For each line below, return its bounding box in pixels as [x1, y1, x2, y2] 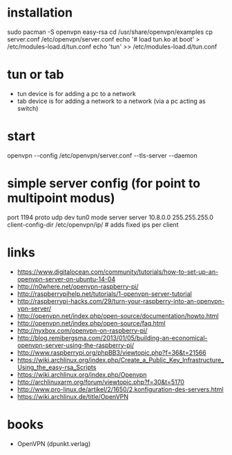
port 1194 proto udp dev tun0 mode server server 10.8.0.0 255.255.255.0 [7, 213, 214, 221]
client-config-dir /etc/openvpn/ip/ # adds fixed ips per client [7, 220, 179, 229]
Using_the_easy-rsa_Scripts [17, 363, 97, 371]
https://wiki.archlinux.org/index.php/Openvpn [17, 370, 147, 378]
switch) [17, 104, 39, 112]
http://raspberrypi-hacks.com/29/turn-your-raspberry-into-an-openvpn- [17, 297, 225, 305]
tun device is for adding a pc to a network [17, 89, 136, 98]
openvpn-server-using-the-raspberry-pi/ [17, 341, 135, 349]
